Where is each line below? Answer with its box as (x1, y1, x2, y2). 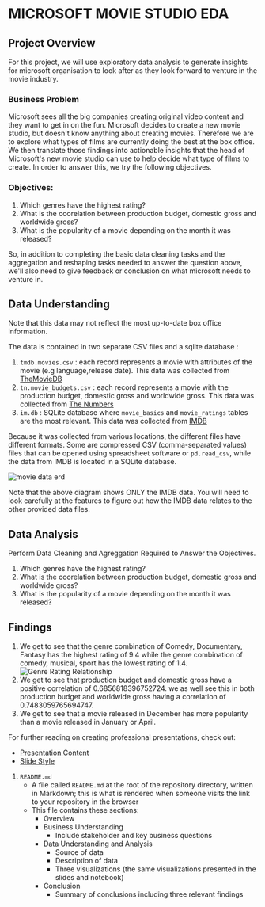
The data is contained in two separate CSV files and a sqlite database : (8, 342, 239, 352)
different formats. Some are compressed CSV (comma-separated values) (8, 440, 248, 450)
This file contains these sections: (31, 806, 139, 815)
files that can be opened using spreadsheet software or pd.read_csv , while (8, 448, 252, 458)
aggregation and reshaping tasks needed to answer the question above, (8, 257, 243, 267)
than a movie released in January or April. (19, 718, 157, 727)
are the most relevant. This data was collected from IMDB (19, 417, 207, 426)
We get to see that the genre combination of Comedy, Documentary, (19, 642, 243, 651)
